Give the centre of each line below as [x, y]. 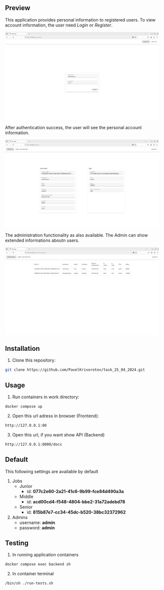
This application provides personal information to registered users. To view [80, 20]
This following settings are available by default [52, 471]
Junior [26, 486]
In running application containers [45, 555]
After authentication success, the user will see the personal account [73, 128]
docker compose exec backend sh [38, 565]
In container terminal [33, 574]
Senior [26, 507]
